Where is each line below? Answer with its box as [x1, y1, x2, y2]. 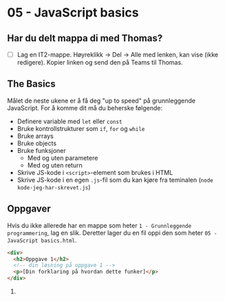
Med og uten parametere [27, 154, 98, 162]
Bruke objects [17, 139, 57, 147]
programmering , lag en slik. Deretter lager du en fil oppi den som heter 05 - [7, 229, 217, 237]
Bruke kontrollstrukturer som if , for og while [17, 124, 145, 132]
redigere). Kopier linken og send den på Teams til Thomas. [17, 59, 184, 67]
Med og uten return [27, 160, 83, 169]
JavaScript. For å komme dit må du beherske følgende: [7, 103, 163, 112]
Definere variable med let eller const [17, 117, 122, 125]
